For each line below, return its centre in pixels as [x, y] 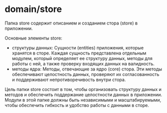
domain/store [33, 9]
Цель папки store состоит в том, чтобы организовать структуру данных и [83, 89]
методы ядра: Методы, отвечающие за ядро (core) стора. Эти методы [87, 69]
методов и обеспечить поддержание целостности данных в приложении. [83, 94]
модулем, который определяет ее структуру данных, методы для [82, 58]
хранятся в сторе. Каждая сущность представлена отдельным [79, 53]
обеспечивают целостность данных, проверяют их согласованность [85, 74]
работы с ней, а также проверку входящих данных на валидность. [83, 63]
